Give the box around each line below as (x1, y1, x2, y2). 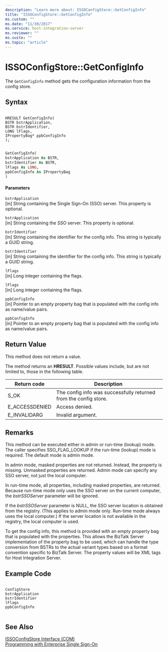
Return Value (5, 340, 46, 349)
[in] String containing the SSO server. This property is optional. (5, 220, 135, 226)
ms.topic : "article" (5, 40, 48, 45)
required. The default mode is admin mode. (5, 452, 94, 458)
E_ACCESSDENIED (7, 403, 51, 410)
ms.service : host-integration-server (5, 26, 84, 31)
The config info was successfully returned (56, 389, 156, 396)
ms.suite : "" (5, 36, 32, 41)
